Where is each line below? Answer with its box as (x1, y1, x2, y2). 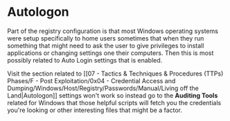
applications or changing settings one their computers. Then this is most (7, 49, 214, 57)
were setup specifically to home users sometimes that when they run (7, 34, 204, 42)
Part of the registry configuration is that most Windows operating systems (7, 27, 218, 35)
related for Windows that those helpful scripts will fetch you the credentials (7, 98, 222, 107)
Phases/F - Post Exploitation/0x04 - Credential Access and (7, 76, 176, 85)
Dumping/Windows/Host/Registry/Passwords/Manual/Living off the (7, 84, 200, 92)
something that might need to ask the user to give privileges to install (7, 41, 204, 49)
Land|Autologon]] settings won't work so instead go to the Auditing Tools (7, 91, 218, 100)
